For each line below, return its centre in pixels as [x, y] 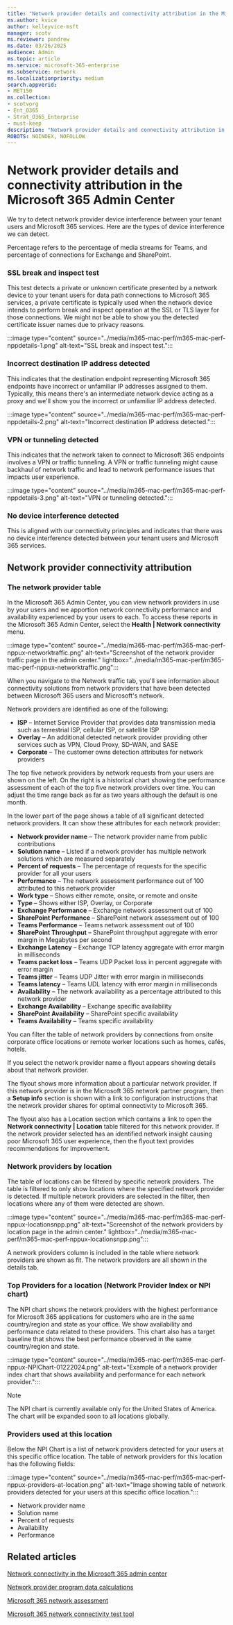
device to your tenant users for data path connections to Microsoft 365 [109, 295]
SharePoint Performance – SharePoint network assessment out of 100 [118, 918]
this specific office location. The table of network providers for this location [115, 1456]
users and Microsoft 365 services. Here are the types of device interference [116, 227]
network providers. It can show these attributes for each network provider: [114, 823]
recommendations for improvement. [58, 1149]
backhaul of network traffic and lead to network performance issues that [111, 470]
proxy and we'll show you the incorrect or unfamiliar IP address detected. [112, 401]
